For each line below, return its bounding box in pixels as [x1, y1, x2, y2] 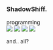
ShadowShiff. [6, 5, 48, 13]
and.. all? [6, 38, 29, 45]
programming [6, 19, 41, 26]
